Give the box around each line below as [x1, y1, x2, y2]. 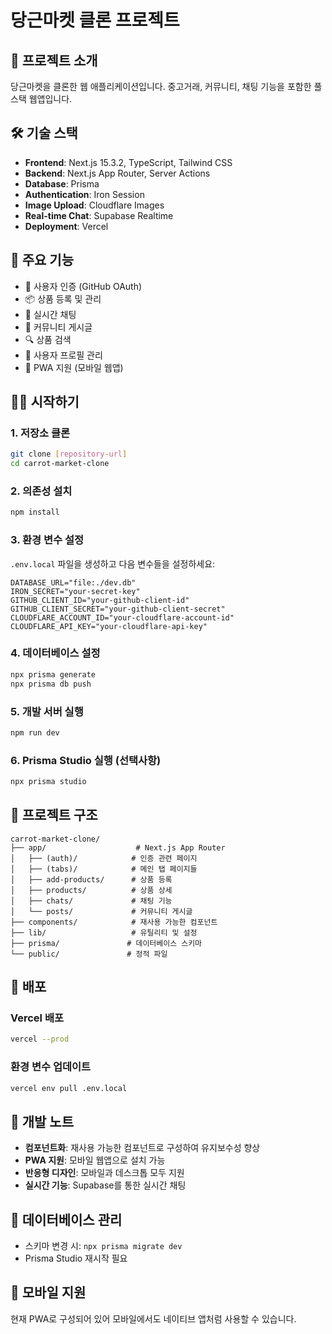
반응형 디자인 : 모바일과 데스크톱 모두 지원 [24, 1167, 185, 1179]
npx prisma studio [10, 777, 87, 787]
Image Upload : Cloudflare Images [24, 199, 165, 211]
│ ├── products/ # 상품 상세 [10, 885, 173, 895]
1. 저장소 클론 [10, 426, 71, 440]
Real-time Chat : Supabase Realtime [24, 209, 174, 221]
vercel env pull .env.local [10, 1083, 128, 1093]
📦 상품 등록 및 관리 [24, 292, 102, 305]
